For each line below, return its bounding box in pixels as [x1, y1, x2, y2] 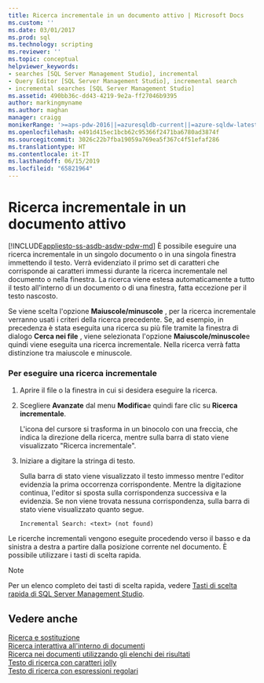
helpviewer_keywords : [8, 63, 79, 71]
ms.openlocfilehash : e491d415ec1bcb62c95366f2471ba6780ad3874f [8, 128, 220, 136]
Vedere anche [8, 612, 79, 625]
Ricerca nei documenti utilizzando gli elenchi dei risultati [8, 649, 191, 659]
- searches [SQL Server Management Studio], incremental [8, 70, 199, 78]
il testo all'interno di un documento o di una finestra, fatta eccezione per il [8, 283, 247, 292]
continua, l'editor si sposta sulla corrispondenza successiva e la [19, 488, 227, 498]
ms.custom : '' [8, 19, 55, 27]
